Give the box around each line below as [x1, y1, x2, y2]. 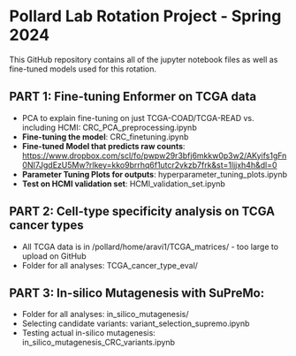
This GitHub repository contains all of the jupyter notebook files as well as [9, 54, 278, 64]
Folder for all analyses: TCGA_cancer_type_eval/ [21, 260, 199, 270]
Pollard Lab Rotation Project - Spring [9, 6, 282, 27]
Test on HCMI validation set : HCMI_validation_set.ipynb [21, 178, 225, 189]
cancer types [9, 218, 84, 233]
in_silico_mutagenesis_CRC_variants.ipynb [21, 337, 175, 348]
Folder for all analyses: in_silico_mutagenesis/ [21, 309, 189, 320]
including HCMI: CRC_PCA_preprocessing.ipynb [21, 122, 197, 133]
